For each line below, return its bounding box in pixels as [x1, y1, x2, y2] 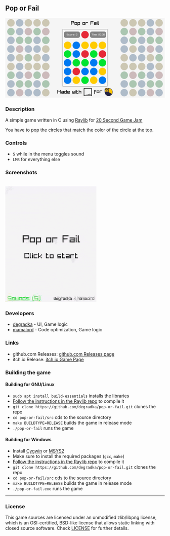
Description [5, 105, 35, 112]
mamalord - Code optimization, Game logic [12, 327, 103, 333]
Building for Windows [5, 437, 52, 443]
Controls [5, 139, 27, 146]
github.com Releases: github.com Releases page [12, 351, 115, 357]
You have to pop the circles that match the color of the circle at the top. [5, 127, 154, 133]
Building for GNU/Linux [5, 381, 55, 388]
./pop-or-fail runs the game [12, 425, 74, 431]
